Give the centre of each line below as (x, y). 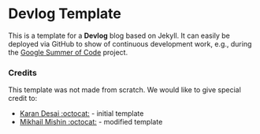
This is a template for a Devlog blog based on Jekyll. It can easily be (119, 35)
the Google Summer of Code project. (68, 52)
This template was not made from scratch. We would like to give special (125, 90)
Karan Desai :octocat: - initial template (82, 114)
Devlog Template (65, 14)
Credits (22, 73)
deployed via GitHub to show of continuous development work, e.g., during (130, 43)
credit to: (23, 99)
